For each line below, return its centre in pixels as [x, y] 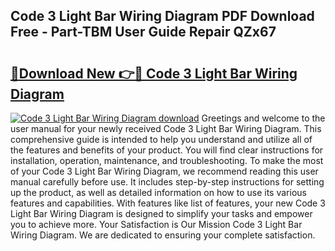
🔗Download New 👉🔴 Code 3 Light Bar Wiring [154, 73]
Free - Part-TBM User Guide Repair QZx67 [143, 32]
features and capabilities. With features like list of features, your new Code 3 [168, 203]
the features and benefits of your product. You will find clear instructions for [167, 150]
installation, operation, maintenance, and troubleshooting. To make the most [167, 160]
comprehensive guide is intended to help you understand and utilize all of [161, 139]
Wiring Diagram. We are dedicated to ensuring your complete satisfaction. [163, 235]
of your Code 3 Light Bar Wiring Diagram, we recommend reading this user [164, 171]
